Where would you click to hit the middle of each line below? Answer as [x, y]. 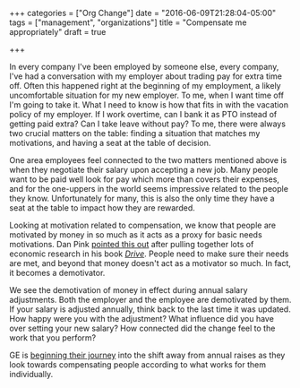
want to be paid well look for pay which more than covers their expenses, [145, 179]
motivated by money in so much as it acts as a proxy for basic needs [136, 235]
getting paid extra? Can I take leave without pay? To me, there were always [148, 124]
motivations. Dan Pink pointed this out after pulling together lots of [132, 244]
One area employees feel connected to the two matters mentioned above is [148, 160]
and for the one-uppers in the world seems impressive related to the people [149, 189]
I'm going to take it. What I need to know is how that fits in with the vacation [149, 105]
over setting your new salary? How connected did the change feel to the [142, 328]
